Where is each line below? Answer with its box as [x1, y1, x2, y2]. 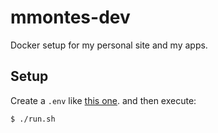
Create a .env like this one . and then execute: [10, 94, 197, 106]
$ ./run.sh [10, 114, 56, 124]
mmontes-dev [10, 6, 131, 29]
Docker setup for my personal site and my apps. [10, 39, 208, 51]
